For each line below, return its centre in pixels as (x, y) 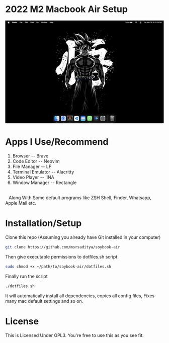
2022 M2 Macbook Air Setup (67, 9)
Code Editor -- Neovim (36, 161)
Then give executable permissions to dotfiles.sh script (61, 256)
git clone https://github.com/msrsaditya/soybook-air (63, 247)
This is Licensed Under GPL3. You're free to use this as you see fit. (75, 335)
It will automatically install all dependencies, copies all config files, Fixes (80, 296)
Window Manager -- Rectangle (45, 183)
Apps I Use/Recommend (57, 142)
